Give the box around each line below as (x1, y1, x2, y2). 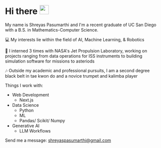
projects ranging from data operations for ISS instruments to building (5, 53, 143, 59)
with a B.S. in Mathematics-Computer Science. (5, 27, 98, 33)
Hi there (5, 6, 38, 17)
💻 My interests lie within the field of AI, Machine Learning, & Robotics (5, 36, 145, 42)
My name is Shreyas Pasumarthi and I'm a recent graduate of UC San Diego (5, 22, 157, 28)
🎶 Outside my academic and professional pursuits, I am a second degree (5, 67, 150, 73)
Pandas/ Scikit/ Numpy (19, 117, 65, 123)
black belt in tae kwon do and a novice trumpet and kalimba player (5, 73, 138, 79)
